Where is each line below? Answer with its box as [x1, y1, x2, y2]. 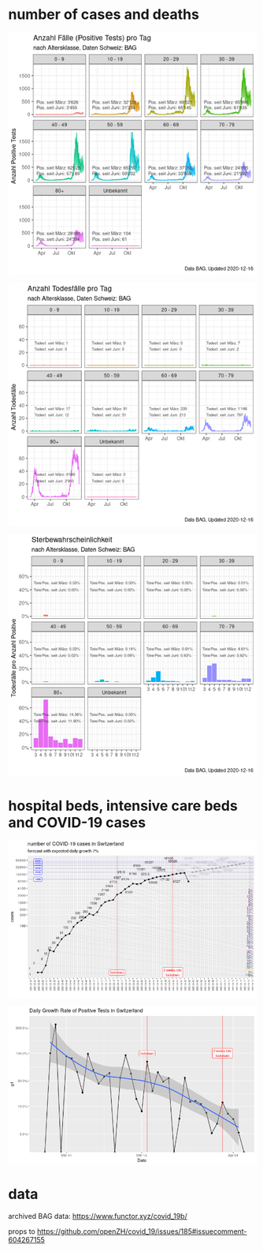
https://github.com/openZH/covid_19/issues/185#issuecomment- [36, 1227, 247, 1236]
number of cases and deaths [8, 6, 199, 24]
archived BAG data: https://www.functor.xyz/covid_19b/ [8, 1212, 187, 1221]
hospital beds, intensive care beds [8, 797, 238, 815]
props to [8, 1227, 35, 1236]
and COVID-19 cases [8, 813, 146, 831]
